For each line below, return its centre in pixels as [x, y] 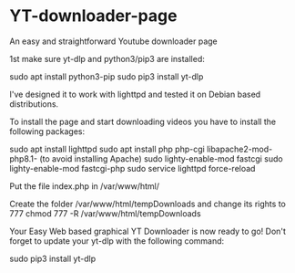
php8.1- [24, 158]
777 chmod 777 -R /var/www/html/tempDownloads [106, 213]
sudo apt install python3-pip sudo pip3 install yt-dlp [107, 76]
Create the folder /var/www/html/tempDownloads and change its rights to [148, 204]
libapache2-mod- [239, 149]
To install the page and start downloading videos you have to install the [142, 121]
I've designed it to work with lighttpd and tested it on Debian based [135, 94]
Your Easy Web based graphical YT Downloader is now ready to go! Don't [148, 231]
